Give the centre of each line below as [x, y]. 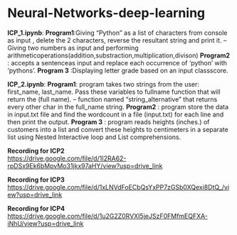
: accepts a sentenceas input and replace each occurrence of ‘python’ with [117, 62]
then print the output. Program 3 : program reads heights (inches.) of [109, 121]
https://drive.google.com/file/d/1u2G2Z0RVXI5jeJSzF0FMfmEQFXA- [108, 216]
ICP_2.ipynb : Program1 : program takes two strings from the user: [104, 84]
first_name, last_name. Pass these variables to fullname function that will [114, 92]
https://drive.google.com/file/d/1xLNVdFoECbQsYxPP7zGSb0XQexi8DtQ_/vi [118, 187]
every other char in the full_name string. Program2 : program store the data [118, 106]
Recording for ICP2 [36, 151]
